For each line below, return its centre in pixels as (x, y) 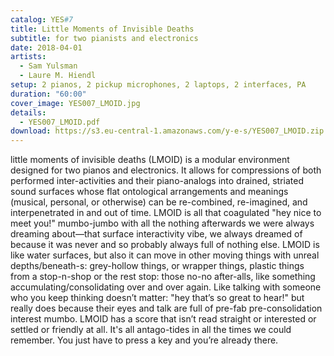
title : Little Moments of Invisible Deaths (102, 29)
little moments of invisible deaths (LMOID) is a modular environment (150, 160)
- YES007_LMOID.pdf (60, 122)
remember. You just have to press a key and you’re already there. (144, 340)
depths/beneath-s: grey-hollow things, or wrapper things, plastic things (157, 266)
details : (28, 112)
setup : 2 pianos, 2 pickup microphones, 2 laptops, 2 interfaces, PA (158, 85)
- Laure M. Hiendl (58, 76)
